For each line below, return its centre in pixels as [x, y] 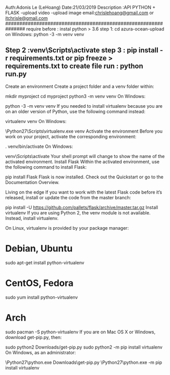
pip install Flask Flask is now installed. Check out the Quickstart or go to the [84, 177]
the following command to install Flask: [46, 167]
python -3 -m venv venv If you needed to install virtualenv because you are [84, 106]
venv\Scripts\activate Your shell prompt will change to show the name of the [85, 156]
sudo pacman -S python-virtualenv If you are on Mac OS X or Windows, [80, 332]
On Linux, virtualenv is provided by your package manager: [67, 228]
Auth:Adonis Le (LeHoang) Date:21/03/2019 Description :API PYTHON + [80, 7]
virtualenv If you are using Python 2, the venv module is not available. [78, 212]
